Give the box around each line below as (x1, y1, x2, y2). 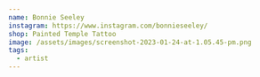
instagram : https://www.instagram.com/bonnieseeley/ (8, 21, 208, 30)
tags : (8, 46, 28, 55)
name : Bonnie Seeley (8, 12, 85, 22)
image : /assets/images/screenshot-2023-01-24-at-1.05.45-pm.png (8, 37, 252, 47)
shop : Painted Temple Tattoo (8, 29, 117, 38)
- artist (16, 54, 49, 63)
